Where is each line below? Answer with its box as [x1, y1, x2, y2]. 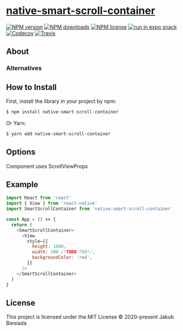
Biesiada [6, 320, 27, 327]
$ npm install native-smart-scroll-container [6, 109, 118, 115]
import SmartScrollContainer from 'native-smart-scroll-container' [6, 206, 174, 212]
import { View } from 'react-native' [6, 201, 98, 206]
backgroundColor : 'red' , [31, 254, 93, 261]
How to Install [6, 82, 57, 92]
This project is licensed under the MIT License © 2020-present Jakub [6, 313, 174, 320]
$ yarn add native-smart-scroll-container [6, 130, 111, 137]
